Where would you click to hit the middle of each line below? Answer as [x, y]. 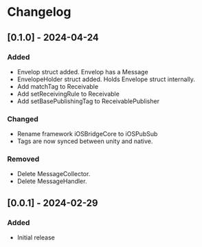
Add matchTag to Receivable [57, 86]
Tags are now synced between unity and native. [85, 141]
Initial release [36, 237]
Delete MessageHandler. [52, 181]
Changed [23, 119]
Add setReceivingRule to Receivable [68, 94]
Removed [23, 159]
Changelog [39, 12]
